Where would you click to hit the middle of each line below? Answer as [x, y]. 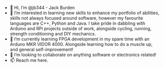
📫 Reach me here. [29, 60]
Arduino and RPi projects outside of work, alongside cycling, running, [81, 29]
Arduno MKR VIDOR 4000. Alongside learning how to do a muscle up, [81, 44]
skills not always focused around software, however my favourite [76, 18]
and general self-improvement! [41, 50]
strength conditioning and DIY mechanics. [53, 34]
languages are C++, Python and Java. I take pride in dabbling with [78, 23]
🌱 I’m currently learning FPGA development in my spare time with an [80, 39]
